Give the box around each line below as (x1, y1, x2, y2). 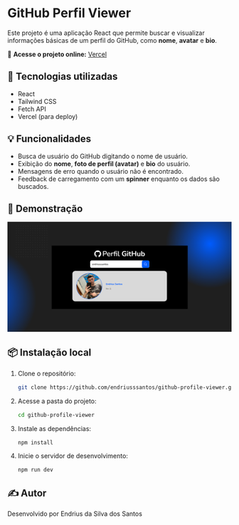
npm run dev (17, 467, 53, 474)
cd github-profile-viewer (17, 411, 95, 418)
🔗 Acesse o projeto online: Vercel (7, 50, 107, 58)
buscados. (17, 182, 49, 190)
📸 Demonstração (7, 202, 83, 214)
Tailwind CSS (17, 97, 57, 105)
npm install (17, 439, 53, 446)
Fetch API (17, 105, 46, 113)
